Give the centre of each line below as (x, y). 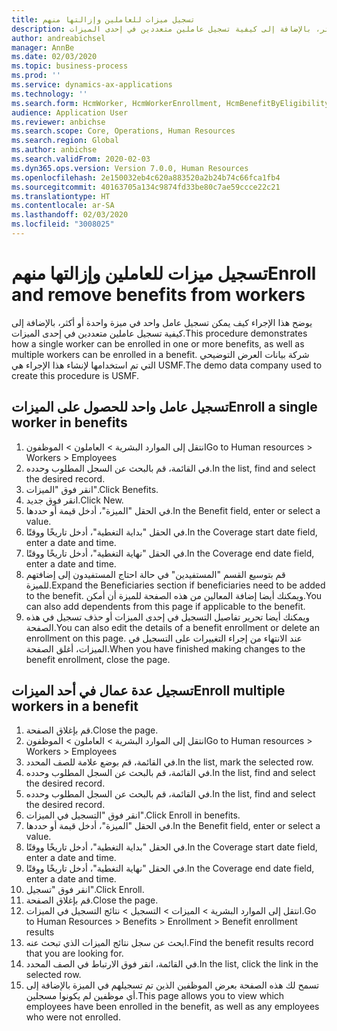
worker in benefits (69, 422)
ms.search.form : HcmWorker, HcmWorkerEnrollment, (117, 103)
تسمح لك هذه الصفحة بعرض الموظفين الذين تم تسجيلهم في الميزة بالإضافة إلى (172, 985)
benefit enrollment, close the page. (98, 659)
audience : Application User (70, 112)
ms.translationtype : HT (61, 196)
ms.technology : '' (49, 94)
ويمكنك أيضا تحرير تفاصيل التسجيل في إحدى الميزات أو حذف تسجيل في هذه (168, 617)
